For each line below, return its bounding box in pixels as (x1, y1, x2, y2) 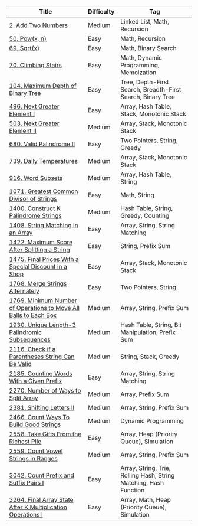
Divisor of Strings (9, 195, 57, 202)
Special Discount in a (9, 263, 68, 270)
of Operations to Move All (9, 304, 80, 312)
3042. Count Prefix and (9, 472, 75, 479)
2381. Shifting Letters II (9, 404, 75, 411)
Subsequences (9, 336, 51, 344)
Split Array (9, 394, 38, 402)
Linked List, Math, (120, 18, 170, 25)
